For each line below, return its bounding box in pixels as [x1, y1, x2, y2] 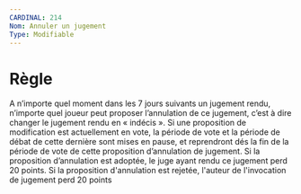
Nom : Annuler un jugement [9, 22, 106, 31]
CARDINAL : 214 [9, 13, 63, 22]
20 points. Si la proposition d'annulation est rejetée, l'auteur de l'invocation [9, 165, 287, 176]
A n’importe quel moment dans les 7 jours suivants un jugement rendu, [9, 98, 271, 109]
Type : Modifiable [9, 30, 75, 39]
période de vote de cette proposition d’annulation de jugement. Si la [9, 145, 261, 157]
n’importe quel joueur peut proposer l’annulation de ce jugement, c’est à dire [9, 108, 292, 119]
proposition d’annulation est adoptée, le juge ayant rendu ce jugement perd [9, 155, 288, 166]
